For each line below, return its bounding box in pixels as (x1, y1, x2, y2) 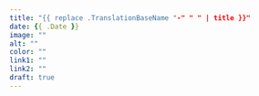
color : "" (9, 48, 47, 57)
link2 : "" (9, 65, 47, 74)
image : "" (9, 30, 47, 39)
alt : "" (9, 38, 39, 48)
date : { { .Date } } (9, 22, 79, 31)
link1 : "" (9, 56, 47, 65)
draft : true (9, 73, 55, 82)
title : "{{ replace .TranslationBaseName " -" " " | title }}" (9, 13, 251, 23)
